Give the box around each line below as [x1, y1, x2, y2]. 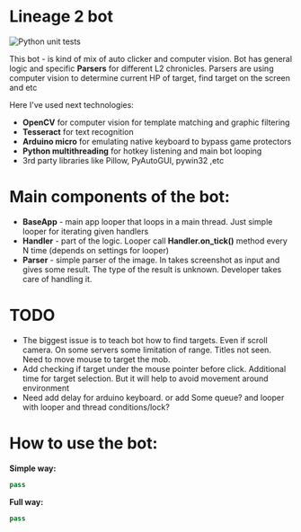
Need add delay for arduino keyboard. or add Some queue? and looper [22, 392, 285, 403]
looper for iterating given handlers [22, 226, 149, 236]
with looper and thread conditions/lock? [22, 402, 171, 412]
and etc [9, 82, 38, 93]
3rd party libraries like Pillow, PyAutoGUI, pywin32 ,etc [22, 155, 225, 165]
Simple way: [9, 463, 57, 474]
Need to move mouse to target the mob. [22, 353, 171, 365]
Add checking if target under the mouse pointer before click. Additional [22, 363, 287, 374]
